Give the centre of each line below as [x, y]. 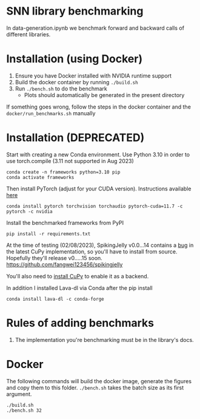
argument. [19, 394]
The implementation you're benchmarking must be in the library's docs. [104, 340]
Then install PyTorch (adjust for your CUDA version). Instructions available [99, 189]
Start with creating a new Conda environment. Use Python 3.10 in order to [98, 154]
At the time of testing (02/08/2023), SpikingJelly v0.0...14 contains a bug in [100, 245]
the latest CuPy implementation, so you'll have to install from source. [92, 251]
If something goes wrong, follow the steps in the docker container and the [98, 107]
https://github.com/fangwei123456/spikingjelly [65, 264]
